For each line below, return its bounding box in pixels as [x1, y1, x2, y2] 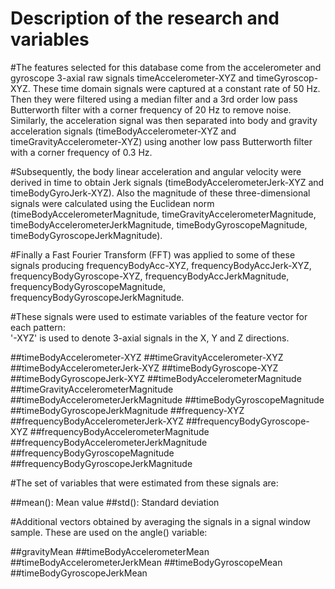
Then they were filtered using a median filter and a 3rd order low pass [10, 93, 298, 105]
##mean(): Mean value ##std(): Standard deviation [10, 496, 220, 508]
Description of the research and [10, 7, 280, 30]
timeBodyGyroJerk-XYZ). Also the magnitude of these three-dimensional [10, 187, 311, 199]
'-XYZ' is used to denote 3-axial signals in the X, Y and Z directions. [10, 332, 290, 344]
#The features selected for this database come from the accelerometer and [10, 61, 322, 73]
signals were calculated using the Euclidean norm [10, 197, 215, 209]
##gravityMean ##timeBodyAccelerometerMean [10, 545, 210, 557]
